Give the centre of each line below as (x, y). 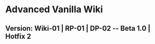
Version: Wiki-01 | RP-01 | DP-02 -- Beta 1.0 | (78, 28)
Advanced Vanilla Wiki (54, 9)
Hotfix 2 (18, 36)
